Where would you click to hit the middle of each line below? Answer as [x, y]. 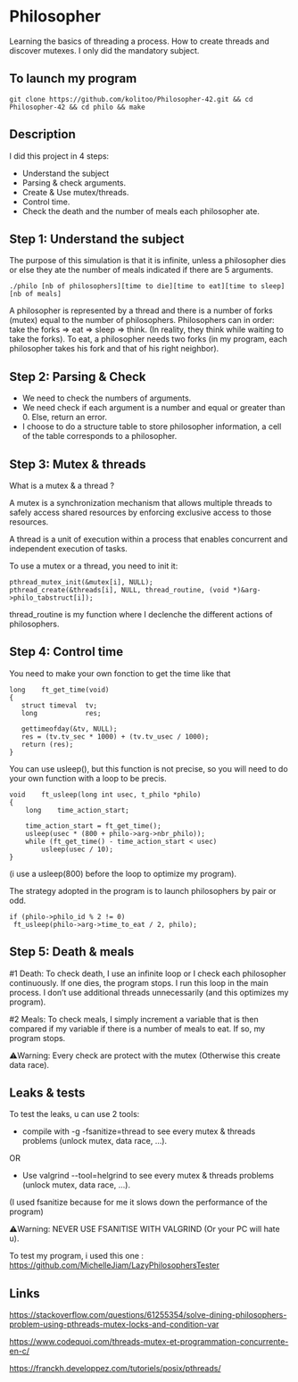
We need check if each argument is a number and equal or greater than [153, 408]
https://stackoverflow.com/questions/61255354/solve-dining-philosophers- [148, 1315]
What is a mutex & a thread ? [62, 485]
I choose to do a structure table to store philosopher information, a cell [152, 426]
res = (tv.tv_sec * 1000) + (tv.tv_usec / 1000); [115, 737]
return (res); [47, 744]
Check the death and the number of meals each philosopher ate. [141, 211]
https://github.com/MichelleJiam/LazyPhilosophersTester [115, 1265]
